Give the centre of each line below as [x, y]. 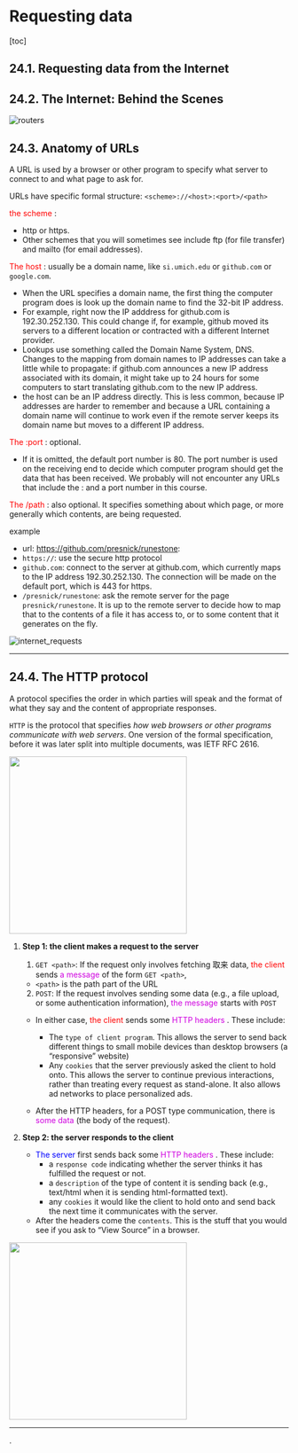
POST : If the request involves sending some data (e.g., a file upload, [157, 993]
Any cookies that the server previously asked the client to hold [162, 1065]
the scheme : [33, 213]
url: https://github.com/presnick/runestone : [101, 548]
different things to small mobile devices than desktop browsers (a [168, 1046]
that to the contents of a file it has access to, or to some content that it [150, 614]
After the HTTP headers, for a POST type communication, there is [155, 1111]
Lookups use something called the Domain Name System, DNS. [138, 349]
